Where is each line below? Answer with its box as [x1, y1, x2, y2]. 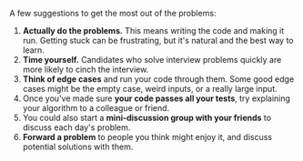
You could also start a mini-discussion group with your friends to [22, 113, 271, 123]
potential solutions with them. [22, 141, 134, 152]
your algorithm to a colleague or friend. [22, 103, 170, 113]
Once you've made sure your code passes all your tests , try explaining [22, 93, 291, 104]
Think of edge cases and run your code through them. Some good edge [22, 74, 295, 85]
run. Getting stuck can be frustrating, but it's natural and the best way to [22, 35, 294, 45]
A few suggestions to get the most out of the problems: [9, 8, 217, 18]
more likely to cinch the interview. [22, 64, 149, 75]
